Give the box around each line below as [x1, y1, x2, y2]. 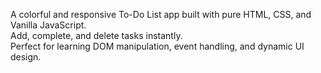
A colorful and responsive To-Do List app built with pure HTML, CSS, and [10, 9, 312, 20]
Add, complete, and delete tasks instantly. [10, 30, 183, 41]
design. [10, 51, 42, 63]
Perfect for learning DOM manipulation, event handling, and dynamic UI [10, 40, 305, 52]
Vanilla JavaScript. [10, 19, 87, 31]
